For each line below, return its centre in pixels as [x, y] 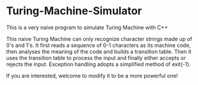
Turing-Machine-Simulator [74, 11]
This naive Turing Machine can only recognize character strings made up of [99, 39]
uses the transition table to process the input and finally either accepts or [96, 58]
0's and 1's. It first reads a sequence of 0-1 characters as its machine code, [98, 45]
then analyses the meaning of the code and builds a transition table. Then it [99, 51]
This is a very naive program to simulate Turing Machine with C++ [87, 27]
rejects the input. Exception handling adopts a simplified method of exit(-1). [98, 64]
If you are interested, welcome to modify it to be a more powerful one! [92, 75]
